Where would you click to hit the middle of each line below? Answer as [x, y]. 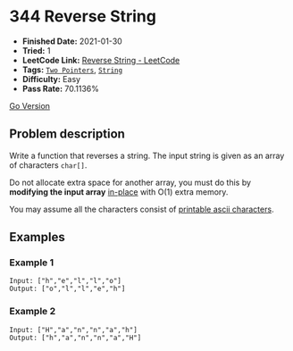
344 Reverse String [83, 17]
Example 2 [33, 312]
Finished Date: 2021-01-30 [72, 41]
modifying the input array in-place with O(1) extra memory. [119, 192]
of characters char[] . [48, 165]
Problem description [67, 134]
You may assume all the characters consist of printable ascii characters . [142, 209]
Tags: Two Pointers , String [72, 70]
